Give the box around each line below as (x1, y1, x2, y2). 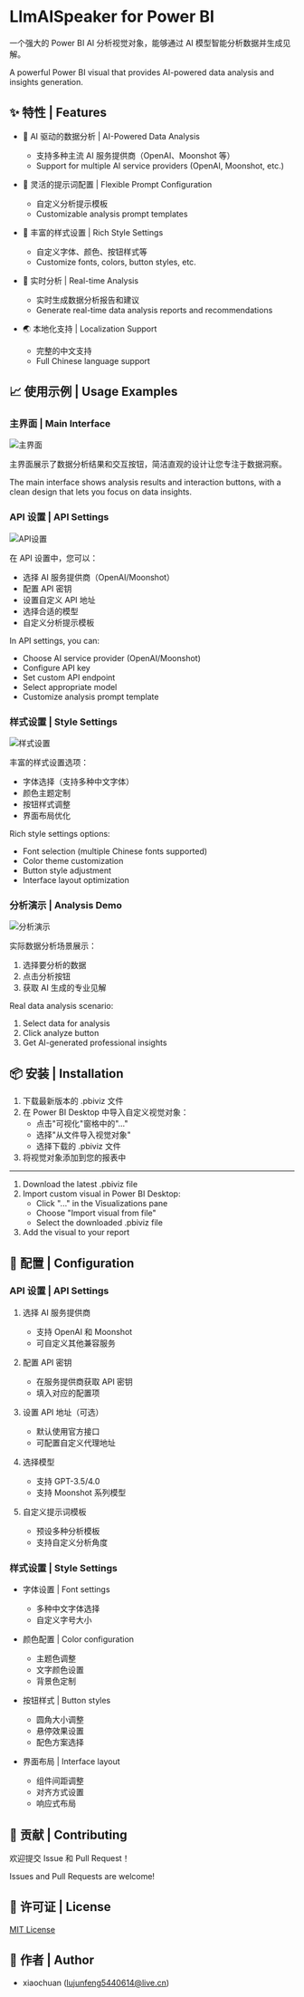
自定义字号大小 (35, 1615, 92, 1626)
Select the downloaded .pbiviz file (35, 1217, 163, 1228)
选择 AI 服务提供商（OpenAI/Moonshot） (22, 571, 175, 582)
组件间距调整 (35, 1775, 84, 1786)
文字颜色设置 (35, 1665, 84, 1675)
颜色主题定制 (22, 788, 71, 799)
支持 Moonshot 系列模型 (35, 1487, 127, 1498)
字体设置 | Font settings (22, 1584, 110, 1595)
